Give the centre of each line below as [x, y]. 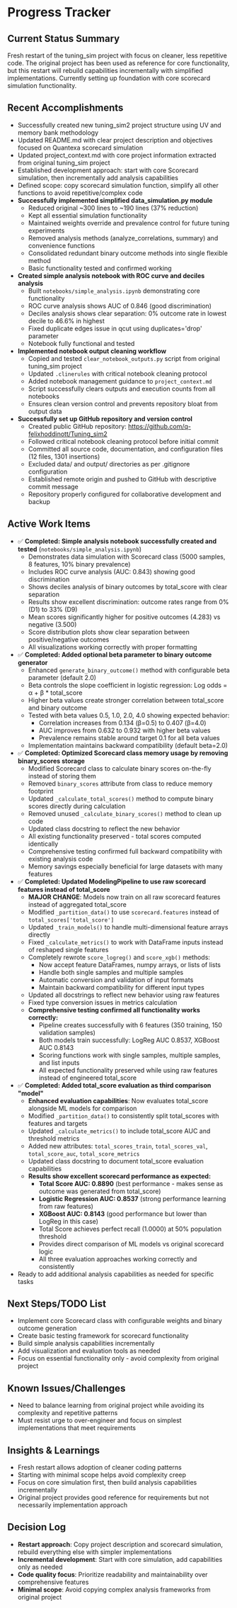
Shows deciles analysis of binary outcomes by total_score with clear [128, 586]
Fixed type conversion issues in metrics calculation [103, 1002]
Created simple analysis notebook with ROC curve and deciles [111, 275]
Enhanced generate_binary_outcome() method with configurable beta [129, 670]
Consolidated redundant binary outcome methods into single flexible [128, 253]
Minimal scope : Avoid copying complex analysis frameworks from [114, 1590]
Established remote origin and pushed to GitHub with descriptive [122, 479]
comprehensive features [53, 1582]
